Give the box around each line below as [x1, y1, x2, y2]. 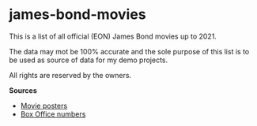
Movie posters [20, 101, 68, 110]
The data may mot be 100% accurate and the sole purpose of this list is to [9, 46, 250, 56]
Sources [9, 85, 38, 95]
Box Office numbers [20, 109, 86, 119]
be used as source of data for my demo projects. [9, 55, 168, 65]
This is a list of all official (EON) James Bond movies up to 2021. [9, 31, 217, 41]
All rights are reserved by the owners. [9, 70, 132, 80]
